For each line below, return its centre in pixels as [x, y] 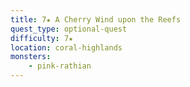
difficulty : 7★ [42, 38]
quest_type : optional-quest [69, 29]
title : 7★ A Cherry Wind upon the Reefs [96, 19]
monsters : [31, 57]
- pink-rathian [60, 66]
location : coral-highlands [66, 47]
